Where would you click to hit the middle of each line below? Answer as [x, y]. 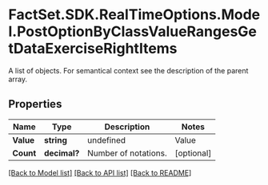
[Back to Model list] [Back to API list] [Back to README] [100, 172]
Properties [35, 104]
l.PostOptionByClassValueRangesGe [133, 31]
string [56, 140]
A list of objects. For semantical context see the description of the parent [128, 70]
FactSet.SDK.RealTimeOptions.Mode [134, 15]
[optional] [193, 153]
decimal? [62, 153]
